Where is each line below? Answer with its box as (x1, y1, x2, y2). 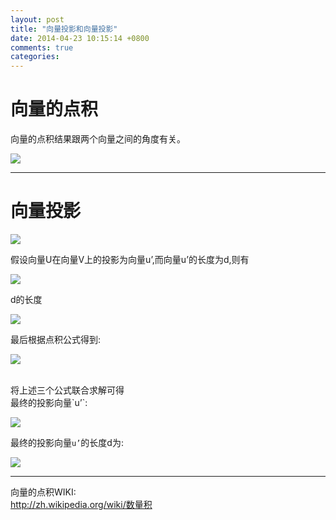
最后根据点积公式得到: (10, 334, 102, 345)
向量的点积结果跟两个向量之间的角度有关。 (10, 133, 186, 145)
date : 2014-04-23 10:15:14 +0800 (10, 33, 150, 43)
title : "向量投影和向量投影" (10, 24, 118, 34)
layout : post (10, 14, 65, 25)
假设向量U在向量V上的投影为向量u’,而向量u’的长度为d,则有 (10, 254, 250, 265)
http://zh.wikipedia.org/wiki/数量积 (10, 499, 153, 510)
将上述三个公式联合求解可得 (10, 384, 125, 396)
